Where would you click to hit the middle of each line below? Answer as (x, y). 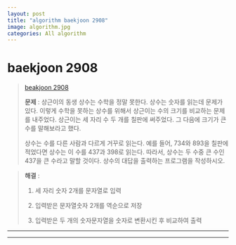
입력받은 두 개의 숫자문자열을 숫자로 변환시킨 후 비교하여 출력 (118, 220)
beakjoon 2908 (46, 88)
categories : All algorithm (47, 33)
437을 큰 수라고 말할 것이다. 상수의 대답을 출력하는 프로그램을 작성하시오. (125, 161)
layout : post (26, 14)
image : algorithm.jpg (39, 27)
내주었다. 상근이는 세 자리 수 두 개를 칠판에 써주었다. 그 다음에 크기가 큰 (129, 119)
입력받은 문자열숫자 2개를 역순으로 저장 (88, 206)
